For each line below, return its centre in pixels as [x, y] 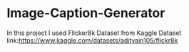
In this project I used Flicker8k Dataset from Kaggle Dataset [94, 33]
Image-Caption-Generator [86, 13]
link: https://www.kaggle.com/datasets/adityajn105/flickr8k [92, 40]
